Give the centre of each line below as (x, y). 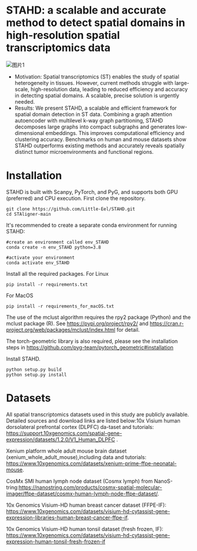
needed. (25, 101)
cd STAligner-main (29, 214)
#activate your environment (41, 258)
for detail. (128, 329)
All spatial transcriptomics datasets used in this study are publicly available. (98, 414)
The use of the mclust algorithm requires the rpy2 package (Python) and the (98, 317)
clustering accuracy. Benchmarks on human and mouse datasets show (100, 139)
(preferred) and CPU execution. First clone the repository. (76, 198)
